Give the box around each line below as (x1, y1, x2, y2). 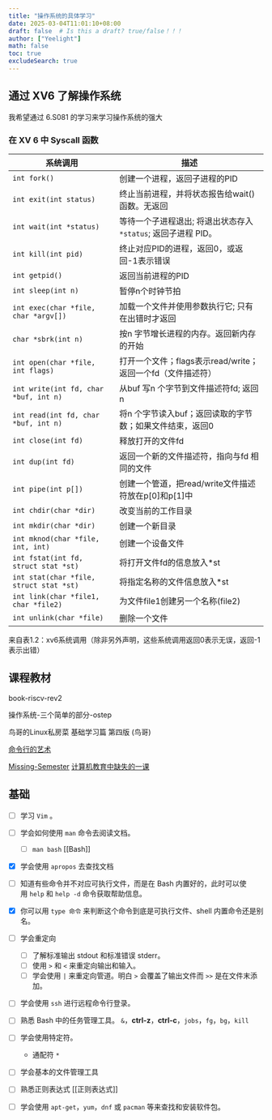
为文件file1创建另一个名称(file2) (118, 595, 241, 606)
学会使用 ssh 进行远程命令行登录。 (19, 998, 135, 1008)
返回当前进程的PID (118, 270, 190, 281)
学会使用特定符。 (19, 1032, 78, 1042)
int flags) (12, 365, 54, 375)
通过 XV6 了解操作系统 (8, 89, 121, 103)
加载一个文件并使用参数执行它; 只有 (118, 301, 253, 312)
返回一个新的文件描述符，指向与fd (118, 451, 249, 462)
